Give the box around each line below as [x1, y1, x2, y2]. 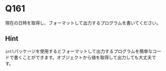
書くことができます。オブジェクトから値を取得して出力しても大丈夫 [13, 54, 152, 60]
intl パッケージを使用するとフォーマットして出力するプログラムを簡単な [5, 48, 153, 54]
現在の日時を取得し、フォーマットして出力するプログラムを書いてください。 [5, 20, 161, 26]
